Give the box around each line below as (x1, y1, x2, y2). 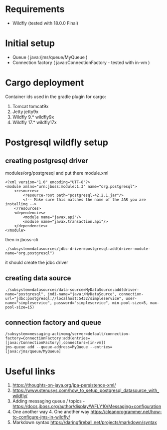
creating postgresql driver (5, 157, 88, 165)
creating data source (5, 274, 71, 282)
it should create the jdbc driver (5, 259, 68, 265)
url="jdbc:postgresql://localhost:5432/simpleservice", (5, 296, 124, 301)
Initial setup (5, 38, 55, 49)
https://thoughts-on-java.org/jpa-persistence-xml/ (12, 382, 116, 388)
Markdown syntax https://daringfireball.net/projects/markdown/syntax (12, 419, 157, 425)
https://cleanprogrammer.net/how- (90, 409, 162, 415)
